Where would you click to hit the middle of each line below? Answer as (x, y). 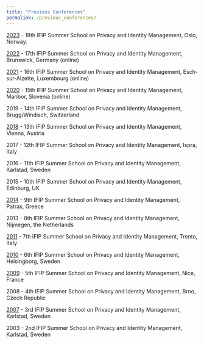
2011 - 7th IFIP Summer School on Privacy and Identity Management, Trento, (102, 236)
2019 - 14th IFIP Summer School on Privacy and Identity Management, (94, 108)
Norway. (17, 41)
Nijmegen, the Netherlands (40, 224)
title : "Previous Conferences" (46, 12)
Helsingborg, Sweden (33, 261)
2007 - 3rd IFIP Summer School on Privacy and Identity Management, (93, 309)
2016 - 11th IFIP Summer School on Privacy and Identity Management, (93, 163)
